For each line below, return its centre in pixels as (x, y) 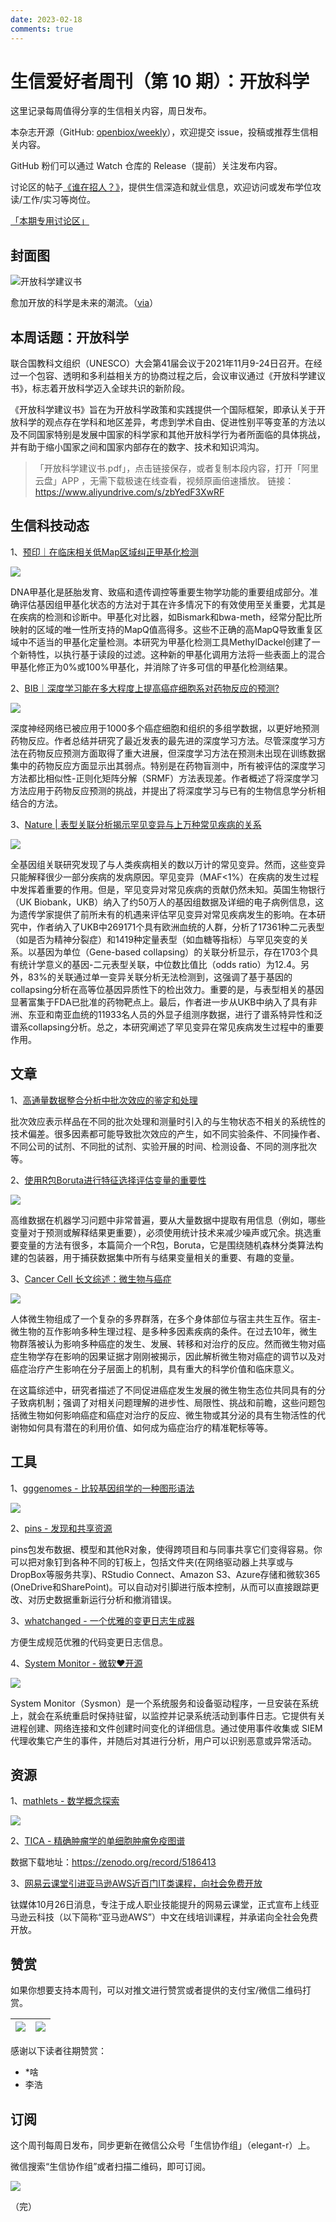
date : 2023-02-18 (46, 19)
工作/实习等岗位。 (59, 200)
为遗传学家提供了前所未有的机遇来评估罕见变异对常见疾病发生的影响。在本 (163, 914)
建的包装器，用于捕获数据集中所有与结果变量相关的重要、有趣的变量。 (155, 1257)
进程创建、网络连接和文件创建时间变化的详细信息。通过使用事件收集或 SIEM (166, 1728)
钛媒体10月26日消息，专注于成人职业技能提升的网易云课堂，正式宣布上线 (160, 1905)
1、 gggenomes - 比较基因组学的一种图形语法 (102, 1488)
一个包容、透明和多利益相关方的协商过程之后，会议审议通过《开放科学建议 (172, 376)
